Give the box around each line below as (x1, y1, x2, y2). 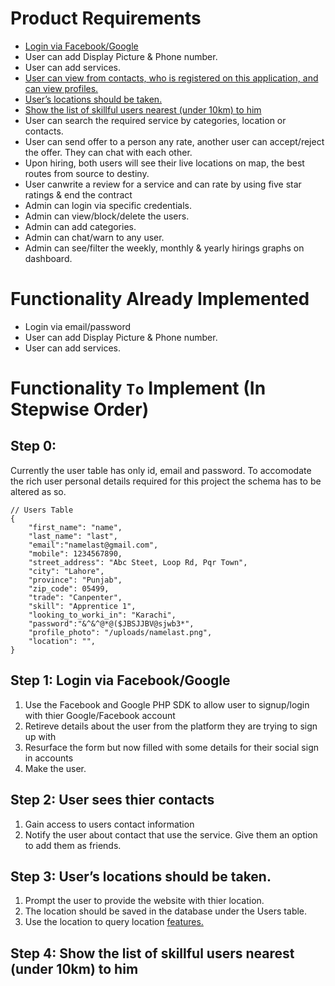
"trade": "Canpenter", (28, 592, 123, 602)
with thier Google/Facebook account (24, 709, 176, 721)
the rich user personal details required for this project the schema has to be (10, 475, 322, 487)
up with (24, 730, 57, 742)
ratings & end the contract (24, 188, 133, 201)
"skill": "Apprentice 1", (28, 601, 137, 611)
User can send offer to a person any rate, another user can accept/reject (24, 135, 325, 147)
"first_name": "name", (28, 522, 123, 532)
